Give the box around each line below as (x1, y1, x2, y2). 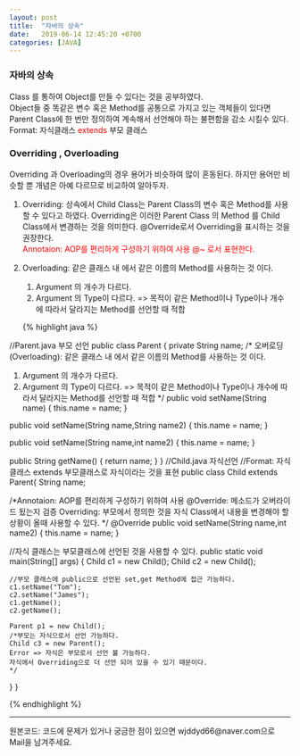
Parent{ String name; (9, 477, 87, 487)
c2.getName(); (9, 606, 62, 615)
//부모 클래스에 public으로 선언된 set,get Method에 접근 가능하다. (9, 575, 236, 584)
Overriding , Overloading (9, 147, 119, 160)
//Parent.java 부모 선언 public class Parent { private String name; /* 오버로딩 (9, 340, 284, 351)
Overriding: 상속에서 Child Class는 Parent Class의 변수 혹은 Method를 (21, 198, 272, 210)
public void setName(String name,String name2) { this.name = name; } (9, 420, 269, 430)
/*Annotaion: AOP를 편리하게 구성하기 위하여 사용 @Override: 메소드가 (9, 494, 261, 505)
